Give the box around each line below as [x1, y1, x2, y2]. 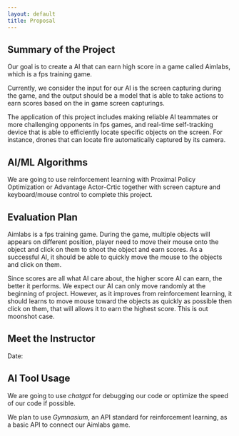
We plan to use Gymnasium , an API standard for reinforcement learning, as [7, 412, 228, 421]
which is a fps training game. [7, 70, 93, 78]
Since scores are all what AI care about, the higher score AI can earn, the [7, 274, 223, 283]
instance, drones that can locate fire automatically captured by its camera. [7, 136, 226, 144]
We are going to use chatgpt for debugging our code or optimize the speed [7, 391, 228, 400]
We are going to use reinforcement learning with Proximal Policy [7, 176, 196, 184]
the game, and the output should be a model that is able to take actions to [7, 91, 224, 100]
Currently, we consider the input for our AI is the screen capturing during [7, 83, 222, 93]
